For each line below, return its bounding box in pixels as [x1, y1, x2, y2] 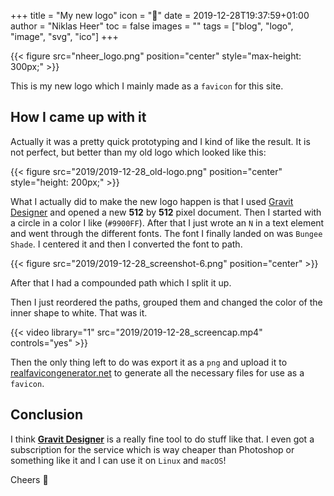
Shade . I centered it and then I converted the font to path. [10, 238, 243, 250]
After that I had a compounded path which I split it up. [10, 276, 232, 289]
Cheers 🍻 [10, 473, 49, 485]
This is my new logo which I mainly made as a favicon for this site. [10, 80, 284, 92]
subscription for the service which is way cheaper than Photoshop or [10, 443, 295, 455]
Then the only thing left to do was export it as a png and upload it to [10, 356, 288, 368]
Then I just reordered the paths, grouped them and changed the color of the [10, 296, 323, 308]
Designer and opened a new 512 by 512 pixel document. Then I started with [10, 206, 322, 218]
